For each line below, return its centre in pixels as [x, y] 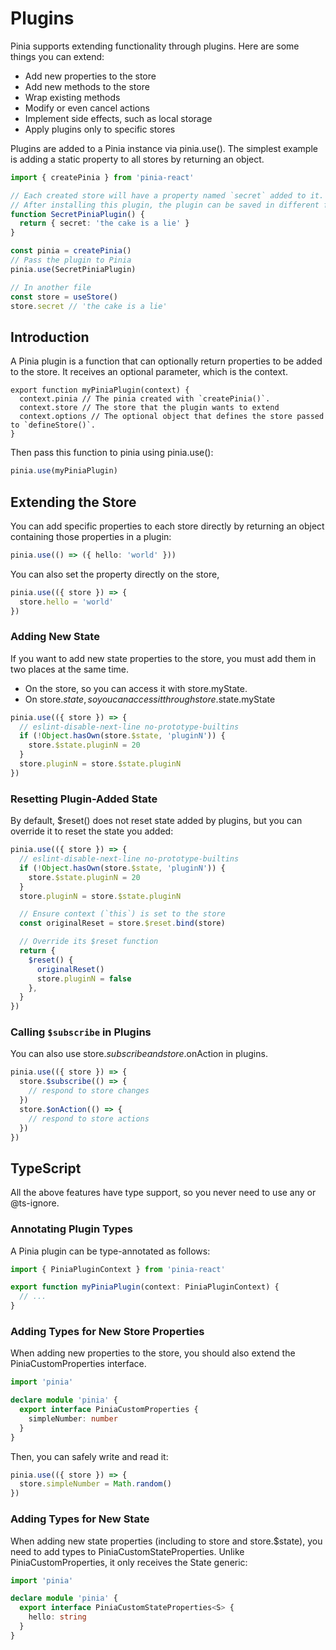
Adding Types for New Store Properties [107, 1331]
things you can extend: [57, 56]
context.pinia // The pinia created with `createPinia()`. [145, 399]
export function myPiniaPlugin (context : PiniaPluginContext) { [145, 1287]
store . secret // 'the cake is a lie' [89, 306]
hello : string [57, 1617]
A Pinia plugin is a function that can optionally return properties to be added [166, 361]
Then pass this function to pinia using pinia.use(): [112, 453]
